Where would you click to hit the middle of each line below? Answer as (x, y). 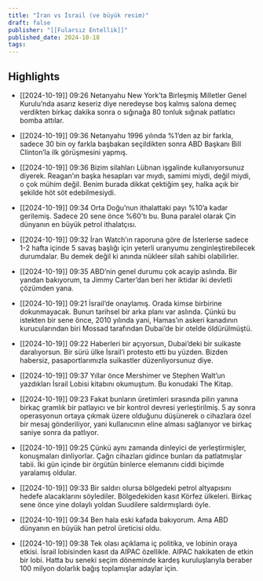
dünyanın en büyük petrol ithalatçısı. (78, 224)
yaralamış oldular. (48, 473)
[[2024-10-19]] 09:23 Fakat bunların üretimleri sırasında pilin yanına (129, 399)
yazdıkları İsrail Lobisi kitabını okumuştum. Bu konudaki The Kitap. (126, 384)
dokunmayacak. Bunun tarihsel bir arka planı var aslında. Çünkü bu (128, 312)
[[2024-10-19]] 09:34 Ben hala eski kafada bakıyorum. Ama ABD (124, 520)
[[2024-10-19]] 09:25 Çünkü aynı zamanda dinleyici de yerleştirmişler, (133, 448)
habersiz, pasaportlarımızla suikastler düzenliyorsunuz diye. (116, 360)
